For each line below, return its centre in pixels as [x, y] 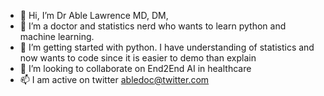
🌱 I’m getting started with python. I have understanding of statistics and [167, 47]
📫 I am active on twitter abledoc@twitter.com [114, 79]
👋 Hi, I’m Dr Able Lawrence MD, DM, [94, 15]
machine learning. [57, 36]
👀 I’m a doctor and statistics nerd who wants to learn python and [153, 26]
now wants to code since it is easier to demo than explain [138, 58]
